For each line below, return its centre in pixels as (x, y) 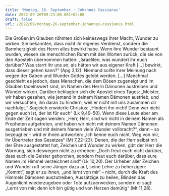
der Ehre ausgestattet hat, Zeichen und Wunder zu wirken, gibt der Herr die (84, 145)
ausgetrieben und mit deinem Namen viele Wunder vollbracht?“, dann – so (82, 129)
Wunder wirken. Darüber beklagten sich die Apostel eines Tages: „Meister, (82, 92)
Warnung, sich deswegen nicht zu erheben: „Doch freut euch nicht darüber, (84, 151)
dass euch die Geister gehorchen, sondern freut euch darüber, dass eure (81, 156)
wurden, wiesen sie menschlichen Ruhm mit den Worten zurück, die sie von (84, 54)
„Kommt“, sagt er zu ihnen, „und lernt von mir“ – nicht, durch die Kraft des (81, 172)
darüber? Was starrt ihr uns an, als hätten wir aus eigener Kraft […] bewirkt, (84, 65)
